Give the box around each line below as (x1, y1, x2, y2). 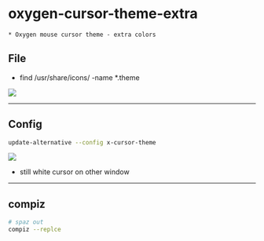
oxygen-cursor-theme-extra (8, 5, 198, 23)
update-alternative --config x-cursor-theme (8, 138, 156, 146)
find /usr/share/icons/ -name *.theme (19, 72, 140, 82)
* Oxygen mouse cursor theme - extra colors (8, 31, 156, 38)
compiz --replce (8, 225, 61, 234)
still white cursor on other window (19, 167, 130, 177)
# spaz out (8, 218, 44, 226)
